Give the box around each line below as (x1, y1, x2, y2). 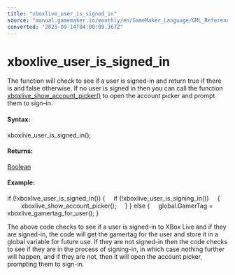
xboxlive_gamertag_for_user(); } (7, 208, 99, 217)
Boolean (7, 162, 31, 170)
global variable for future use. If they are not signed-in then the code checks (7, 237, 228, 246)
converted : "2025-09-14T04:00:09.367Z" (7, 23, 124, 30)
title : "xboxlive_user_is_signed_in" (7, 10, 117, 18)
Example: (7, 178, 36, 187)
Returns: (7, 147, 34, 155)
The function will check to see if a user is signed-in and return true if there (7, 76, 222, 85)
